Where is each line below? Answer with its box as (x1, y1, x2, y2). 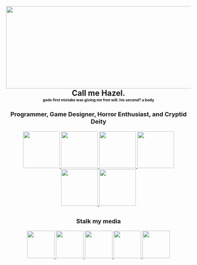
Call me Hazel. (72, 89, 125, 98)
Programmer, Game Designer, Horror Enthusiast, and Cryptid (10, 110, 187, 118)
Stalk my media (76, 218, 121, 226)
